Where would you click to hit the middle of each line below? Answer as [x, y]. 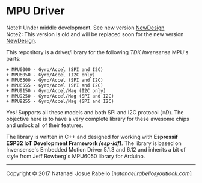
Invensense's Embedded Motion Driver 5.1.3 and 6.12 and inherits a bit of [96, 149]
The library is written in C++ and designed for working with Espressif [92, 137]
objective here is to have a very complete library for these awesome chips [98, 119]
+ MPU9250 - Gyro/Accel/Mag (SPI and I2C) [60, 96]
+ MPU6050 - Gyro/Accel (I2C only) [51, 75]
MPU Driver [35, 11]
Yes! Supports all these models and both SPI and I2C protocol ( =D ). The [95, 112]
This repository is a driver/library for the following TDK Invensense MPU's [97, 52]
